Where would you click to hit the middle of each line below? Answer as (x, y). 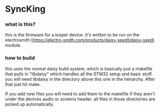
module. (13, 45)
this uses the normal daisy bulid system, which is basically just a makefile (79, 68)
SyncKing (25, 9)
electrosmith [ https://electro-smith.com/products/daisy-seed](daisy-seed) (80, 40)
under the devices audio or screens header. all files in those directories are (80, 99)
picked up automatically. (30, 104)
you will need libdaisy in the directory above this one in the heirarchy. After (80, 79)
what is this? (20, 24)
